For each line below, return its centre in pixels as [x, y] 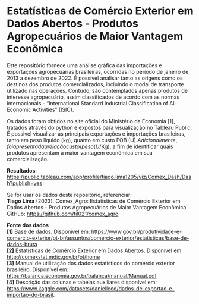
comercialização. [28, 159]
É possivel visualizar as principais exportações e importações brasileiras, [96, 134]
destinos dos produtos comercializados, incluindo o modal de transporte [95, 84]
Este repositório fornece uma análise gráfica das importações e [84, 65]
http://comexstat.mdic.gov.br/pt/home [53, 256]
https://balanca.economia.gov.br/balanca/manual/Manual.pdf [82, 275]
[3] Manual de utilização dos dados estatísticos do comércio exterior [91, 263]
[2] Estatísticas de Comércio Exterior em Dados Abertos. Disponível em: [95, 250]
